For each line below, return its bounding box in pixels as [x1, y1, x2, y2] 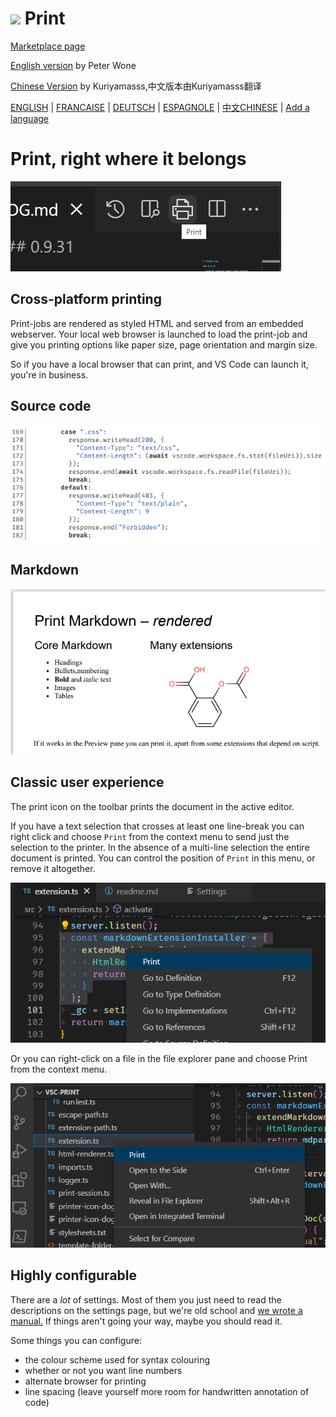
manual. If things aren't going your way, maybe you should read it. [10, 1315, 283, 1327]
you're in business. [10, 368, 89, 381]
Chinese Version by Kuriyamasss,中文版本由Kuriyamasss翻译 [10, 80, 262, 92]
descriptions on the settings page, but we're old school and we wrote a [10, 1304, 303, 1316]
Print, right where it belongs [10, 148, 247, 171]
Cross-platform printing [10, 291, 162, 308]
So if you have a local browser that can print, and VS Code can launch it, [10, 358, 309, 370]
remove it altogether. [10, 862, 96, 874]
